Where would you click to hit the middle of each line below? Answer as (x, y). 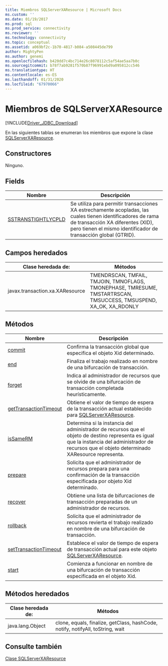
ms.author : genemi (24, 56)
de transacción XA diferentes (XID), (112, 222)
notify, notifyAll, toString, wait (90, 629)
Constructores (28, 153)
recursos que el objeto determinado (109, 448)
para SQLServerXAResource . (101, 414)
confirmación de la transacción (103, 474)
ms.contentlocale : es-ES (31, 75)
